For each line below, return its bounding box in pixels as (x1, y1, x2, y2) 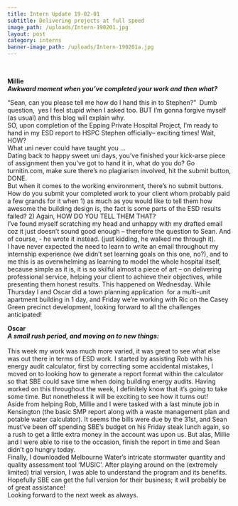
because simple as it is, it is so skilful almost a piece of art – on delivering (7, 265, 222, 273)
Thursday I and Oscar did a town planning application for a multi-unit (7, 288, 211, 296)
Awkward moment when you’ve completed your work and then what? (7, 85, 218, 93)
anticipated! (7, 311, 43, 319)
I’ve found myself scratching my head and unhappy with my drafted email (7, 220, 222, 228)
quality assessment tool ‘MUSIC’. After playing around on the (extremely (7, 460, 218, 469)
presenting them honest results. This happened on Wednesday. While (7, 280, 212, 289)
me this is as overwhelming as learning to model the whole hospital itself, (7, 257, 222, 266)
